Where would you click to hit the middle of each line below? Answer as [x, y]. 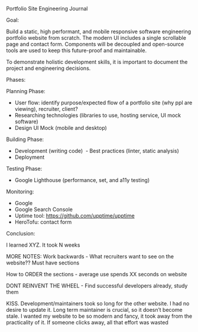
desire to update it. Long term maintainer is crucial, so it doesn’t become [94, 310]
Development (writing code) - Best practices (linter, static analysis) [97, 151]
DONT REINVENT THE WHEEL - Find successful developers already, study [97, 286]
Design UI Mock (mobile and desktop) [61, 128]
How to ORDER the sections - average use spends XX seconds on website [97, 274]
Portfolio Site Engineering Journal [47, 9]
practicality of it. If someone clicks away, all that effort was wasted [87, 322]
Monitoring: [20, 191]
